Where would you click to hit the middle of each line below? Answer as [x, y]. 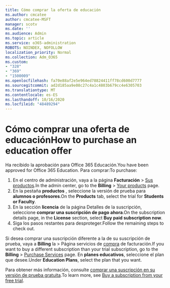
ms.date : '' [18, 29]
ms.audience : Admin [26, 33]
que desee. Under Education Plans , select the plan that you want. [74, 260]
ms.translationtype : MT [30, 90]
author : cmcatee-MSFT [28, 19]
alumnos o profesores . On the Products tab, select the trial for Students [88, 196]
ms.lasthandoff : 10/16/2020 [35, 99]
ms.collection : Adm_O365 [31, 57]
